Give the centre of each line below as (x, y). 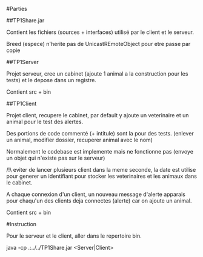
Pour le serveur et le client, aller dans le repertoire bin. (74, 236)
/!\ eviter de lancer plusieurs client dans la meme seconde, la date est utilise (101, 170)
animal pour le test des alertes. (45, 122)
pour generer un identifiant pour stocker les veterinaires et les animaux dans (101, 176)
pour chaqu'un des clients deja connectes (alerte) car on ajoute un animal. (99, 201)
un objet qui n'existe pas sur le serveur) (56, 158)
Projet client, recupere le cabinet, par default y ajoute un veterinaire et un (98, 115)
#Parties (17, 9)
